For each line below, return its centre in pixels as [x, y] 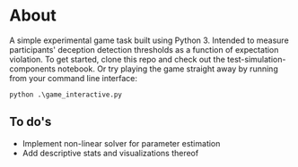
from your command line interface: [73, 78]
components [33, 69]
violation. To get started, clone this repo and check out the [118, 59]
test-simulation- [257, 59]
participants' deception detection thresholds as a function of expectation [144, 49]
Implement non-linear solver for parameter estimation [121, 143]
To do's [31, 122]
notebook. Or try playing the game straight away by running [168, 69]
